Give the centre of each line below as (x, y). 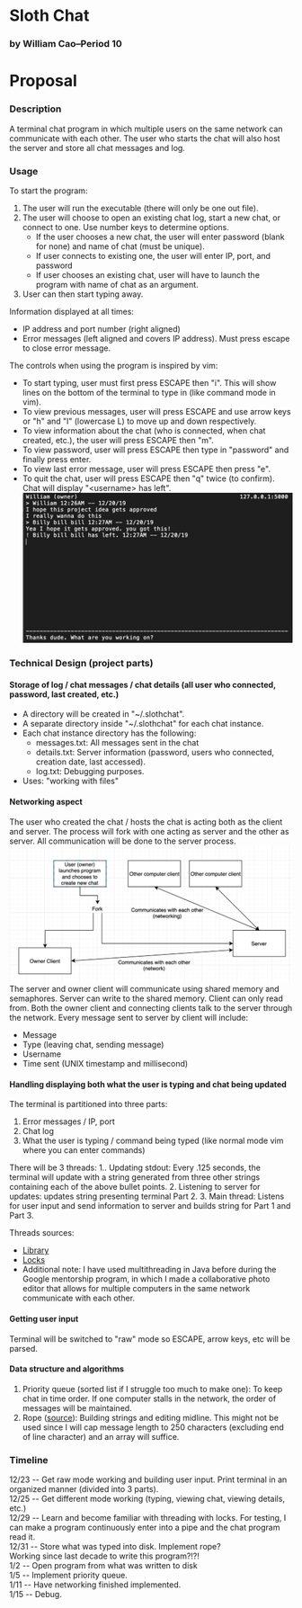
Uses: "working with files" (71, 781)
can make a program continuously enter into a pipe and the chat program (145, 1528)
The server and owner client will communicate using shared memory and (145, 989)
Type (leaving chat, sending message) (93, 1045)
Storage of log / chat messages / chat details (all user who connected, (142, 684)
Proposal (44, 81)
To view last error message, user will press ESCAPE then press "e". (147, 469)
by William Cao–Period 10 (66, 44)
